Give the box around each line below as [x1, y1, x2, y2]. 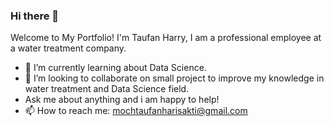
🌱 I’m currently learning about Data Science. [24, 62, 207, 74]
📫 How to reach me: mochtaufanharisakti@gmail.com [24, 105, 248, 117]
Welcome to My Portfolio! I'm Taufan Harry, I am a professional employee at [10, 32, 322, 44]
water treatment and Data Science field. [24, 83, 190, 95]
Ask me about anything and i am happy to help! [24, 94, 220, 106]
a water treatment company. [10, 42, 127, 54]
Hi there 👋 [10, 9, 60, 23]
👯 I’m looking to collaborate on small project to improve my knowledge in [24, 72, 325, 84]
